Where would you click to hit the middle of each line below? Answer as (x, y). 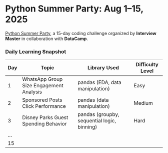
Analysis (32, 92)
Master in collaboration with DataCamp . (47, 39)
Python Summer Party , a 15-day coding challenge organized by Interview (81, 33)
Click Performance (44, 106)
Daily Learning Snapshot (36, 52)
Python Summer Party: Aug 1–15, (74, 9)
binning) (87, 127)
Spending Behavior (44, 124)
